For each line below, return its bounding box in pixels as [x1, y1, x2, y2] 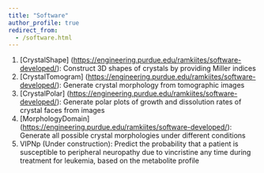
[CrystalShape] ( [19, 55, 74, 65]
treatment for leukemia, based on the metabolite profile [19, 156, 200, 166]
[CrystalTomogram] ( [19, 72, 89, 81]
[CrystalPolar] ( [19, 88, 70, 99]
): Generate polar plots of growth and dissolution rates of [56, 97, 242, 107]
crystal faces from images [19, 106, 105, 115]
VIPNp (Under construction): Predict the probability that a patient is [19, 139, 239, 149]
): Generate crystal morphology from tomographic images [56, 81, 245, 90]
